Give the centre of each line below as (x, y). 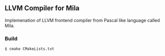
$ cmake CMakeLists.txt (30, 49)
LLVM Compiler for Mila (42, 8)
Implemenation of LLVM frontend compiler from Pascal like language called (82, 20)
